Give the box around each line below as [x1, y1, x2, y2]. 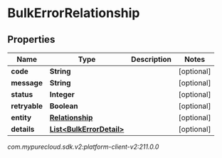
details [11, 125, 35, 134]
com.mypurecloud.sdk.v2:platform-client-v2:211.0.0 [7, 142, 159, 151]
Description [131, 55, 172, 64]
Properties [7, 33, 55, 46]
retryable [11, 101, 43, 111]
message [11, 78, 43, 88]
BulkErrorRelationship [7, 5, 140, 21]
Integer [49, 90, 75, 99]
